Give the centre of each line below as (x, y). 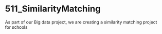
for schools (16, 27)
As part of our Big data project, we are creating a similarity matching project (81, 22)
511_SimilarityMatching (53, 9)
